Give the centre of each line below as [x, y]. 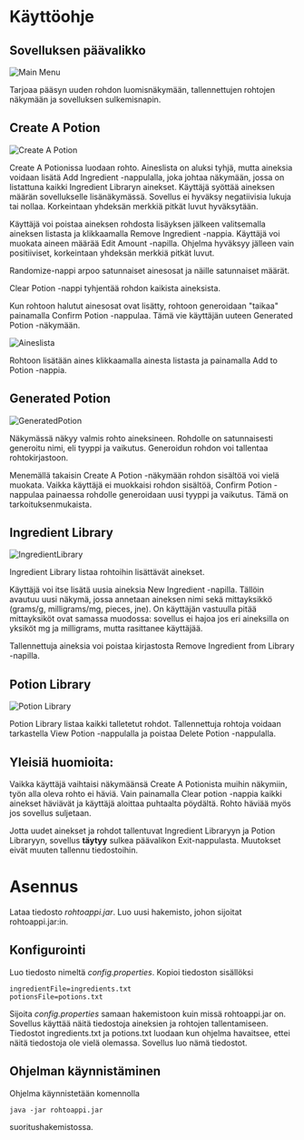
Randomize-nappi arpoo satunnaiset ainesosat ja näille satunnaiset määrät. [150, 270]
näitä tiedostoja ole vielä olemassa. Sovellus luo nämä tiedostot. [128, 1043]
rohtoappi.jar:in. [39, 922]
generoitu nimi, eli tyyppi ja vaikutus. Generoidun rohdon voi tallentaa [139, 448]
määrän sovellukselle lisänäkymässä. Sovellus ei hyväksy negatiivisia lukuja [151, 197]
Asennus [44, 887]
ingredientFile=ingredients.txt [70, 989]
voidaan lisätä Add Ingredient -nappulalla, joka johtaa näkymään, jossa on [147, 177]
